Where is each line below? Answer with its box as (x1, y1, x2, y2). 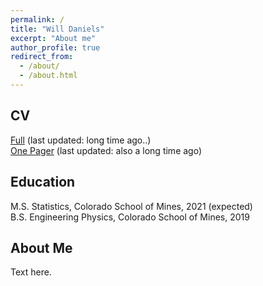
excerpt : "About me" (10, 33, 97, 43)
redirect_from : (10, 52, 74, 62)
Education (10, 174, 76, 191)
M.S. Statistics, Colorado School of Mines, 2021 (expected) (10, 200, 253, 212)
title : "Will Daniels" (10, 24, 105, 34)
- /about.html (19, 71, 78, 81)
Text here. (10, 266, 52, 278)
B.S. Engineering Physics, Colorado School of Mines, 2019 (10, 211, 250, 223)
